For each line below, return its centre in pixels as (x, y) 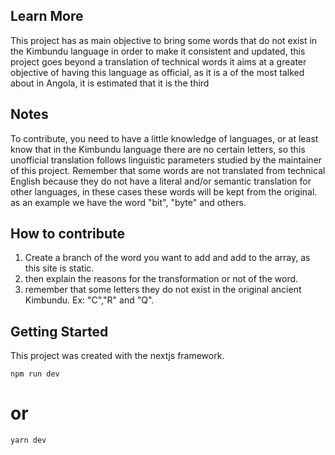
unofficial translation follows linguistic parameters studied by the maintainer (166, 160)
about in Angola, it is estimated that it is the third (110, 83)
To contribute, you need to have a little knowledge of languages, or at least (164, 138)
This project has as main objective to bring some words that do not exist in (164, 40)
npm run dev (35, 374)
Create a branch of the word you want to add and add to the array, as (167, 258)
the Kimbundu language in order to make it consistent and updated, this (158, 51)
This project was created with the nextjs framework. (117, 356)
